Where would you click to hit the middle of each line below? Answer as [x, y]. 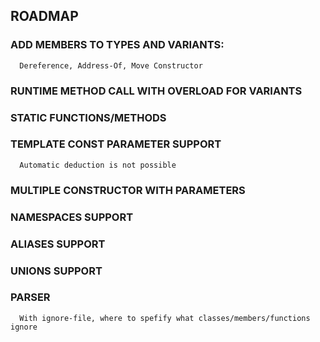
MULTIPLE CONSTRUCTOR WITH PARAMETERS [128, 190]
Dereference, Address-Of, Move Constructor [111, 65]
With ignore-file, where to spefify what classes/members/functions [165, 318]
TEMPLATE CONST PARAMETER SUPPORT [116, 144]
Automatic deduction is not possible [98, 165]
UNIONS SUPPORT [56, 271]
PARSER [30, 297]
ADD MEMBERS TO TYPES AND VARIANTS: [117, 45]
